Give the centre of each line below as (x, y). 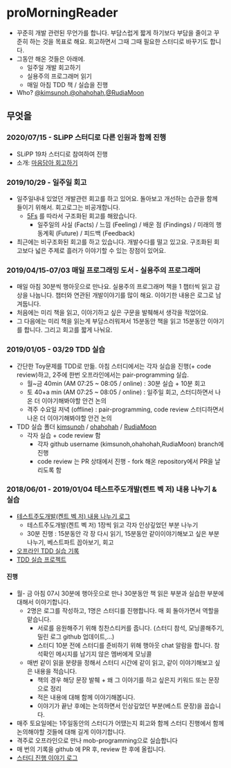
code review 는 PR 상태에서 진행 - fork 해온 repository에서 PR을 (125, 461)
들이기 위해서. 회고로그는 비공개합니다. (68, 207)
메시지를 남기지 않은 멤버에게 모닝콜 (104, 654)
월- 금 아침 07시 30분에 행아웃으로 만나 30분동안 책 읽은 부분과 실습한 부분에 (120, 593)
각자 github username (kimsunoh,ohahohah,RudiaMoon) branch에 (130, 444)
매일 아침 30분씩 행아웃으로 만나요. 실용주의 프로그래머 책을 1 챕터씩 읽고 (114, 287)
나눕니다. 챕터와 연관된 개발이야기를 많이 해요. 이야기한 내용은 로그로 (122, 295)
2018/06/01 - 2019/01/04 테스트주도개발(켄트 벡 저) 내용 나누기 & (112, 490)
